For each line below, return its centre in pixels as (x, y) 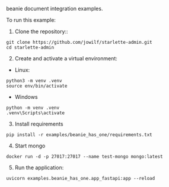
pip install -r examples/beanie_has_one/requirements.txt (79, 135)
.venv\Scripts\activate (36, 113)
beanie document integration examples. (55, 9)
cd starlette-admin (30, 47)
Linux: (22, 70)
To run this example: (31, 20)
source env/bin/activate (37, 86)
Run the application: (39, 167)
